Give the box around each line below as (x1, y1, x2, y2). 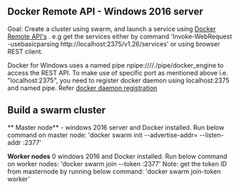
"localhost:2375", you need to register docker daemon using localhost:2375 (7, 76, 230, 85)
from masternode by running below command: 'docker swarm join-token (7, 167, 221, 175)
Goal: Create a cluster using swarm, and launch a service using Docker (7, 24, 216, 33)
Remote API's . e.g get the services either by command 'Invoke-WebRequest (7, 32, 233, 40)
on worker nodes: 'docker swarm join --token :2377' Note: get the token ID (7, 159, 227, 168)
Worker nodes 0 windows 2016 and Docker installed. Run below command (7, 152, 228, 161)
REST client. (7, 47, 44, 55)
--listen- (199, 131, 224, 139)
